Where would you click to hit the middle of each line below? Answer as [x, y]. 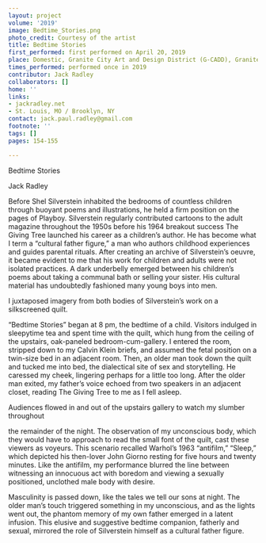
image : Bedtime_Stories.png [55, 30]
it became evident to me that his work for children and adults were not [123, 260]
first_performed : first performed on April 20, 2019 [97, 52]
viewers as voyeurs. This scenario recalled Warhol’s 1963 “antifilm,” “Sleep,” [132, 448]
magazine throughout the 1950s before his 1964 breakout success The [123, 226]
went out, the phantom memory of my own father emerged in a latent [121, 514]
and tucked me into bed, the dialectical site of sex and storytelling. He [122, 366]
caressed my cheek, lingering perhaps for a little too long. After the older [127, 375]
